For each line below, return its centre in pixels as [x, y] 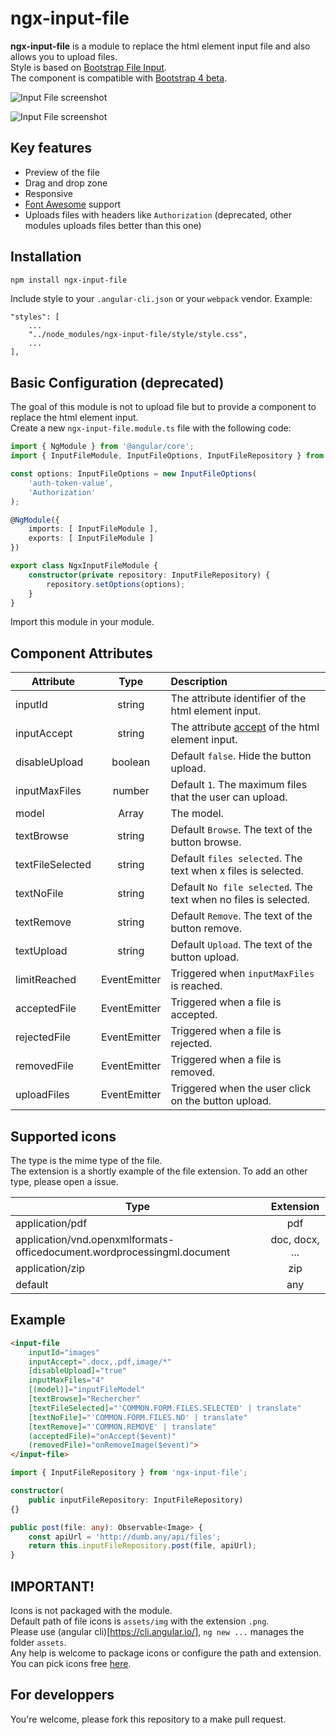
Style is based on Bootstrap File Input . [88, 67]
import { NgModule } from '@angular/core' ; [102, 447]
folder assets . [38, 1642]
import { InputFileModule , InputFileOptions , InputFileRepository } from [167, 456]
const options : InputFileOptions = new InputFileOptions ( [133, 474]
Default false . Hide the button [241, 756]
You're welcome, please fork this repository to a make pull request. [148, 1719]
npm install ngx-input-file [69, 280]
